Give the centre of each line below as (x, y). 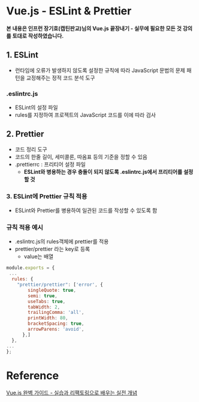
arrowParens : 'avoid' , (56, 330)
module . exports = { (31, 268)
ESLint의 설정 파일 (36, 108)
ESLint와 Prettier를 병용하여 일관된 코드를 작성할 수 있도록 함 (86, 210)
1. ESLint (22, 55)
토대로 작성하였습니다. (38, 36)
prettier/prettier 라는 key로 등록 (52, 249)
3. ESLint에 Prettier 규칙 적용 (47, 196)
